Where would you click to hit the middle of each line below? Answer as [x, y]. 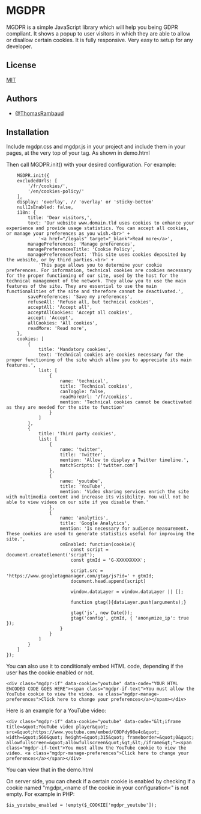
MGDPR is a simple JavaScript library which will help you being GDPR [92, 27]
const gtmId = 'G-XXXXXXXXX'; [108, 561]
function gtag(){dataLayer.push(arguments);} [128, 603]
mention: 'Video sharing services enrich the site [124, 492]
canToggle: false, [83, 392]
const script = [90, 550]
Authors [22, 99]
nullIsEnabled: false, [45, 207]
